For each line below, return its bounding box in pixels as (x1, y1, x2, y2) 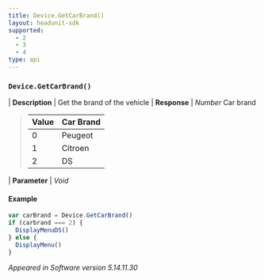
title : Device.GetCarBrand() (8, 11, 105, 20)
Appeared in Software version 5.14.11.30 (8, 263, 139, 272)
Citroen (61, 143, 90, 154)
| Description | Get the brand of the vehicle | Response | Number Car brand (8, 98, 256, 108)
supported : (8, 26, 44, 34)
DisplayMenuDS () (15, 226, 69, 234)
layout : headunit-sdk (8, 19, 80, 27)
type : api (8, 56, 41, 64)
